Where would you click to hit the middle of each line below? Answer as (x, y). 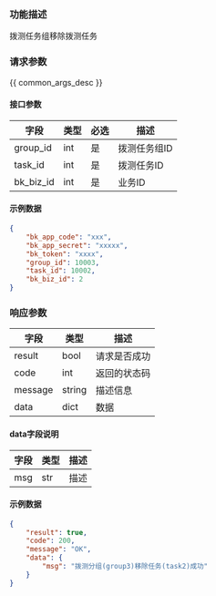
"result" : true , (57, 532)
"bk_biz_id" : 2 (55, 280)
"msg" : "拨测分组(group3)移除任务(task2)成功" (125, 567)
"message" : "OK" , (59, 550)
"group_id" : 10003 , (63, 262)
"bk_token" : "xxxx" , (65, 254)
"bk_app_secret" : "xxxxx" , (77, 245)
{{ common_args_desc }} (56, 82)
